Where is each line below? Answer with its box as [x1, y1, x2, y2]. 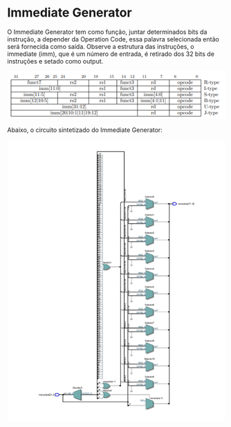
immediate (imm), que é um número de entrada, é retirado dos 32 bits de [7, 50, 214, 58]
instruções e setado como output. [7, 57, 104, 65]
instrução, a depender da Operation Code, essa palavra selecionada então [7, 35, 219, 43]
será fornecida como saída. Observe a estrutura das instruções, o [7, 42, 195, 50]
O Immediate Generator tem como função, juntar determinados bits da [7, 28, 207, 36]
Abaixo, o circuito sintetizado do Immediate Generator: [7, 126, 163, 134]
